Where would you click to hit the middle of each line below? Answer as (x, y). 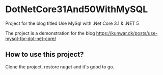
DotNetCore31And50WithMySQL (77, 9)
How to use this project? (45, 54)
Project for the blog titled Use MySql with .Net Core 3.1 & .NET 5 (72, 23)
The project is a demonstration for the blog (50, 33)
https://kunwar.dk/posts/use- (127, 33)
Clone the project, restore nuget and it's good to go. (60, 66)
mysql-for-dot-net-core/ (31, 39)
